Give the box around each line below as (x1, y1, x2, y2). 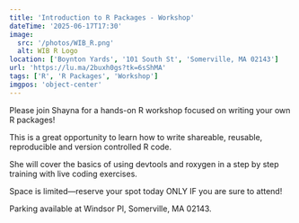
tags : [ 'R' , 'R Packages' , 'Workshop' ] (9, 72, 159, 81)
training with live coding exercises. (9, 168, 137, 179)
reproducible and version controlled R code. (9, 141, 172, 152)
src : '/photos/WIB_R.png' (17, 38, 115, 48)
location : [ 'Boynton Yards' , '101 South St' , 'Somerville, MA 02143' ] (9, 55, 279, 64)
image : (9, 30, 34, 39)
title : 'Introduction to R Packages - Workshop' (9, 13, 195, 22)
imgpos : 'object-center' (9, 80, 102, 89)
